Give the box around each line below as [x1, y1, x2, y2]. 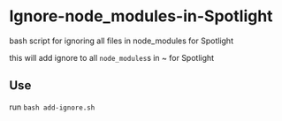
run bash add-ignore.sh [9, 102, 95, 112]
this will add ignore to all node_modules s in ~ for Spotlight [9, 52, 215, 63]
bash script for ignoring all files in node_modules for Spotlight [9, 35, 234, 46]
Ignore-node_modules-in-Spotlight [9, 6, 273, 26]
